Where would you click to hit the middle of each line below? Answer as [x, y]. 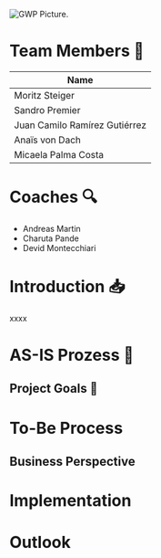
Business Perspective [72, 461]
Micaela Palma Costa [59, 154]
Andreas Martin [52, 228]
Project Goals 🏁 [54, 389]
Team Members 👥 [77, 51]
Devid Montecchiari [59, 247]
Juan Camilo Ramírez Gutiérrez [80, 125]
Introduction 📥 [67, 287]
